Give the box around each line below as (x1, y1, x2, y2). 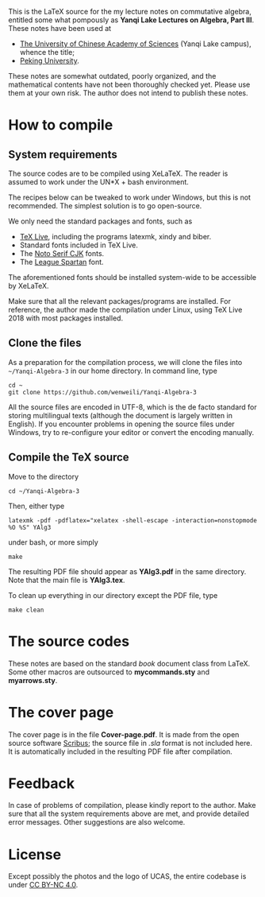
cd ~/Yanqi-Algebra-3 (8, 487, 80, 495)
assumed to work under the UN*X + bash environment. (8, 177, 189, 186)
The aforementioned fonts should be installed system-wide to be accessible (8, 273, 257, 282)
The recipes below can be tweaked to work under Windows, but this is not (8, 192, 252, 202)
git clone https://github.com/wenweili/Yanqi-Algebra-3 (8, 388, 197, 396)
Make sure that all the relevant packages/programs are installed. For (8, 297, 232, 305)
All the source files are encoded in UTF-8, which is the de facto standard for (8, 402, 258, 412)
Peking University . (19, 56, 79, 65)
